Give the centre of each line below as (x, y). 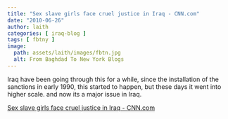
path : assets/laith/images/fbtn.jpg (67, 53)
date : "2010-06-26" (36, 20)
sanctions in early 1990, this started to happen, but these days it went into (114, 86)
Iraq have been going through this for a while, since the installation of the (113, 79)
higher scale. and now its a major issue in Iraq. (75, 94)
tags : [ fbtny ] (31, 40)
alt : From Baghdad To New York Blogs (69, 59)
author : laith (28, 27)
